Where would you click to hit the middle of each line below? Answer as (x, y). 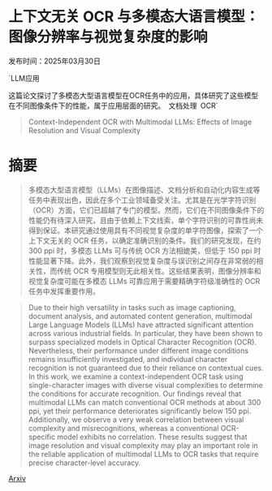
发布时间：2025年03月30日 (55, 61)
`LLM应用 (24, 78)
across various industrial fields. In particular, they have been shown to (145, 333)
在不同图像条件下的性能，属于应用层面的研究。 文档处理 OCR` (113, 106)
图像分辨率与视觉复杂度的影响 (108, 37)
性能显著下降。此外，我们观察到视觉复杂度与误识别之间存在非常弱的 (142, 261)
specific (41, 437)
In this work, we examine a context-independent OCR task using (136, 376)
